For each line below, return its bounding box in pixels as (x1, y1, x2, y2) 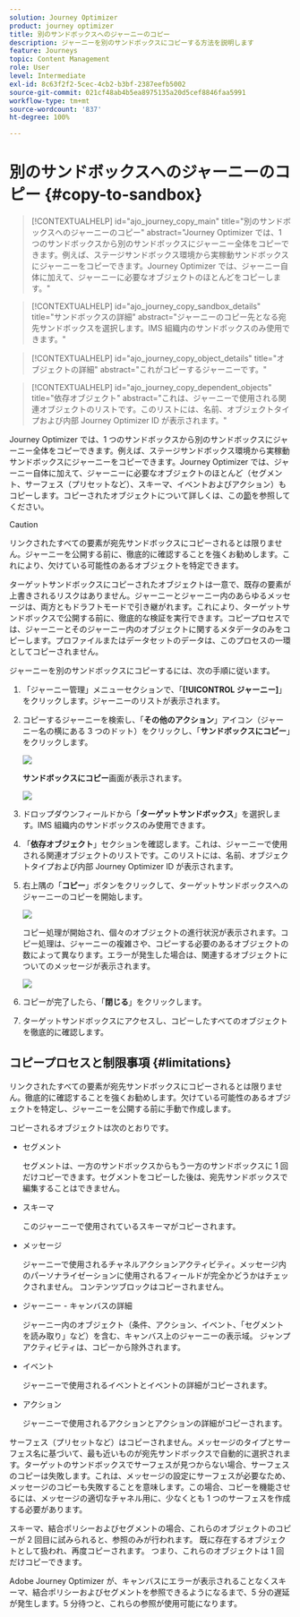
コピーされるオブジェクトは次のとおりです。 (9, 1122, 174, 1133)
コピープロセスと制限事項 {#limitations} (9, 1056, 232, 1071)
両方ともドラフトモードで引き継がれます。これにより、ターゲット (39, 602, 283, 612)
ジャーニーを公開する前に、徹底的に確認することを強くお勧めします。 (24, 549, 283, 560)
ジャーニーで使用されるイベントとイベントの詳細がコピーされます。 (21, 1380, 272, 1390)
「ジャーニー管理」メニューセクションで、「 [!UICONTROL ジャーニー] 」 (21, 684, 287, 695)
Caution (9, 519, 39, 530)
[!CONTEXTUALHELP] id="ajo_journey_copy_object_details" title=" (30, 353, 278, 364)
